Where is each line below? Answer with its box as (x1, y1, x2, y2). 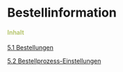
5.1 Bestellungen (7, 44, 54, 52)
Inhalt (7, 28, 24, 36)
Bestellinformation (7, 5, 117, 21)
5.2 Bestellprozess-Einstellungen (7, 57, 101, 65)
